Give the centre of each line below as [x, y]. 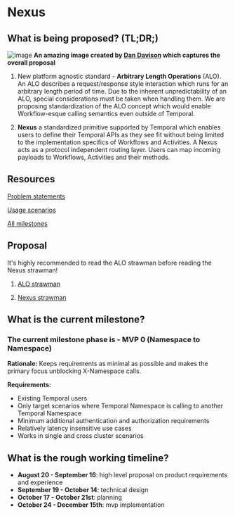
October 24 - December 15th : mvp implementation [91, 505]
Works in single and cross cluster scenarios [80, 436]
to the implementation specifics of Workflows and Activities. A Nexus [117, 142]
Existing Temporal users [52, 398]
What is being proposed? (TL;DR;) [83, 38]
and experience [40, 482]
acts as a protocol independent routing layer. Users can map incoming [119, 150]
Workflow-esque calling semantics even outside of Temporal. [106, 114]
